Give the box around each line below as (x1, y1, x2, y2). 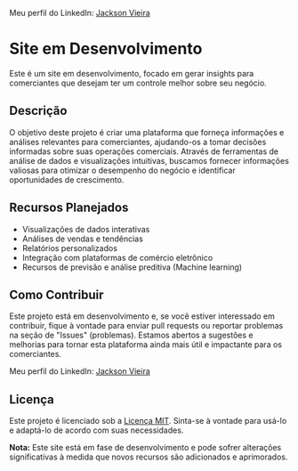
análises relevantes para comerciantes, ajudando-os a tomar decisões (9, 136, 267, 147)
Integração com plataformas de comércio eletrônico (21, 252, 213, 263)
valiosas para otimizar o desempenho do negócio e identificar (9, 165, 236, 175)
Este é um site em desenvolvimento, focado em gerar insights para (9, 68, 254, 78)
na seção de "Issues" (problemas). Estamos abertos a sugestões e (9, 329, 254, 341)
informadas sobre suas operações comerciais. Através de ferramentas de (9, 146, 279, 157)
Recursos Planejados (9, 200, 129, 215)
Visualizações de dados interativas (21, 223, 150, 234)
